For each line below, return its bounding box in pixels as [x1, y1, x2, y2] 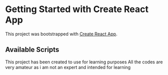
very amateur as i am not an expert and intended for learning [5, 64, 131, 70]
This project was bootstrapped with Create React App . [5, 31, 118, 37]
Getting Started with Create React [5, 4, 149, 15]
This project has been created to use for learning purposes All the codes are [5, 59, 163, 65]
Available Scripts [5, 45, 59, 54]
